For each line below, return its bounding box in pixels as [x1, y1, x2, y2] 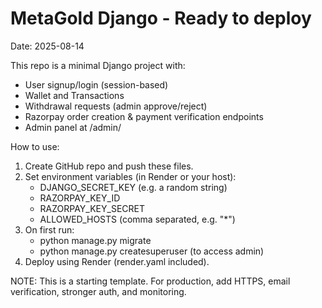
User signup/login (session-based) [24, 78, 169, 91]
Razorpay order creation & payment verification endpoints [24, 110, 264, 122]
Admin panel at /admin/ [24, 121, 122, 133]
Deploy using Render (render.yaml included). [24, 255, 210, 267]
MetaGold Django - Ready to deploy [10, 7, 312, 30]
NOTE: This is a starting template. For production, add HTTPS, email [10, 275, 291, 287]
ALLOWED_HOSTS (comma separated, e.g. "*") [39, 213, 236, 225]
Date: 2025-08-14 [10, 40, 85, 52]
